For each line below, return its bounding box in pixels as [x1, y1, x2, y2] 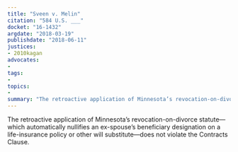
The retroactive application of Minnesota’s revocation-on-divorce [7, 115, 198, 124]
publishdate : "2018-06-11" [7, 37, 87, 44]
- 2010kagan [7, 50, 42, 57]
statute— [199, 115, 226, 124]
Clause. [7, 138, 30, 146]
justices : [7, 43, 37, 50]
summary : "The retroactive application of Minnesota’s [7, 96, 173, 103]
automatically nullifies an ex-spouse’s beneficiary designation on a [26, 123, 221, 131]
